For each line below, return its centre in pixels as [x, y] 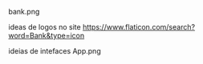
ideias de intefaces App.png [55, 51]
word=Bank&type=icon [47, 36]
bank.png [24, 12]
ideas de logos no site [45, 27]
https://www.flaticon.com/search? [139, 27]
